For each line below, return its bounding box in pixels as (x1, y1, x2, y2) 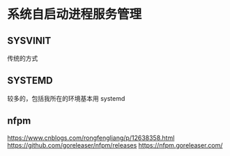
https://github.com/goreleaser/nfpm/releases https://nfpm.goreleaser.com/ (7, 141, 223, 149)
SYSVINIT (7, 34, 52, 46)
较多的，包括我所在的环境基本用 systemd (7, 94, 125, 102)
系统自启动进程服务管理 (7, 6, 142, 22)
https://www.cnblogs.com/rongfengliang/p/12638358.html (7, 134, 175, 142)
